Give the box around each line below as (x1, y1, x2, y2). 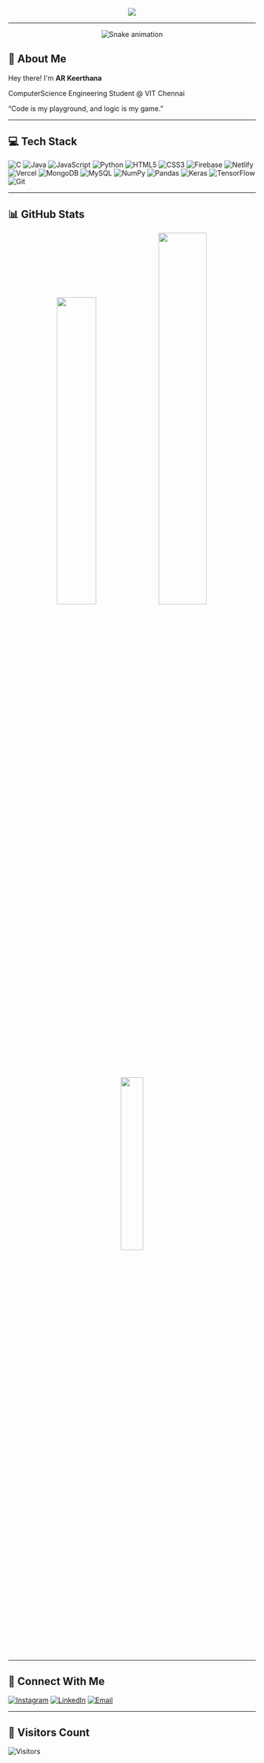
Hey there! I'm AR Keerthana (8, 73, 102, 83)
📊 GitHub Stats (8, 208, 85, 221)
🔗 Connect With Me (8, 1674, 105, 1688)
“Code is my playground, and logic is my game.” (8, 103, 163, 113)
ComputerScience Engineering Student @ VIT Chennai (8, 88, 185, 98)
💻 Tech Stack (8, 135, 78, 149)
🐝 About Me (8, 52, 67, 66)
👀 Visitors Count (8, 1725, 90, 1739)
